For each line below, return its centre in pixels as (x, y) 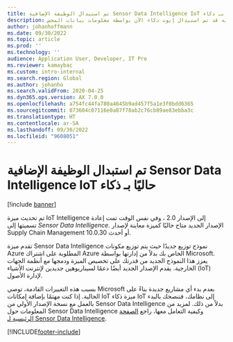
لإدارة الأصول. (25, 275)
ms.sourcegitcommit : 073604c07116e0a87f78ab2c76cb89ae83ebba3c (101, 110)
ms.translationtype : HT (42, 117)
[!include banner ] (32, 205)
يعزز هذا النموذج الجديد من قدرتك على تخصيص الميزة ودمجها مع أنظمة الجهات (107, 261)
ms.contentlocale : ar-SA (43, 123)
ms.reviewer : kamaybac (40, 65)
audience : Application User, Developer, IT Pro (77, 59)
